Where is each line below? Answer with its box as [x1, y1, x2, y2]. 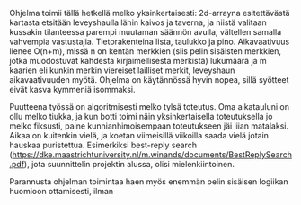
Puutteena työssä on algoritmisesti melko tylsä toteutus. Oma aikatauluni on [9, 102, 290, 111]
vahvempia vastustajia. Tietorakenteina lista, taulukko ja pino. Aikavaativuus [9, 36, 290, 47]
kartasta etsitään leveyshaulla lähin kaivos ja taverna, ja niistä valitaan [9, 17, 267, 28]
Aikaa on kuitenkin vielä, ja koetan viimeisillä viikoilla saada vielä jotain [9, 130, 270, 140]
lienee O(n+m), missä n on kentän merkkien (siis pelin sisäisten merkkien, [9, 46, 281, 57]
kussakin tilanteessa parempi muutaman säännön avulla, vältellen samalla [9, 27, 282, 37]
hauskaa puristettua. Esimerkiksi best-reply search [9, 139, 198, 150]
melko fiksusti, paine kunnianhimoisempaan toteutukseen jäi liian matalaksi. [9, 120, 289, 131]
